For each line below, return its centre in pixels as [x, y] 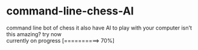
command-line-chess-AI [70, 11]
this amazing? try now [34, 34]
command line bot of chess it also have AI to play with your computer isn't [99, 28]
